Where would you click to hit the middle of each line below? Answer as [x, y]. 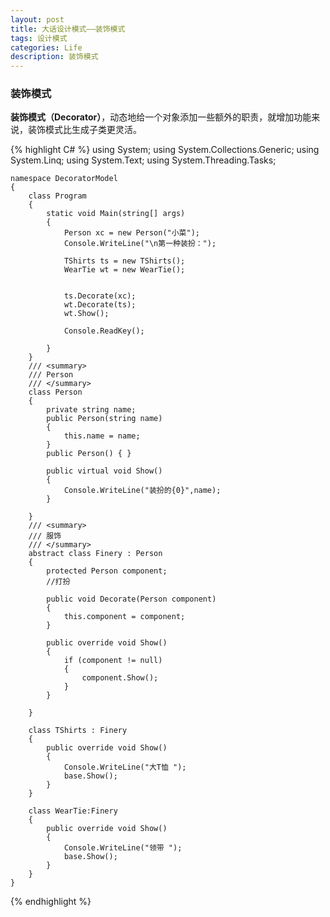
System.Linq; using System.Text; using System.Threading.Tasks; [143, 160]
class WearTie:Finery [73, 811]
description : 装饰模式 [54, 57]
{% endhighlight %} [51, 902]
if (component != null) [113, 661]
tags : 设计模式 [39, 38]
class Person [55, 392]
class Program [57, 196]
